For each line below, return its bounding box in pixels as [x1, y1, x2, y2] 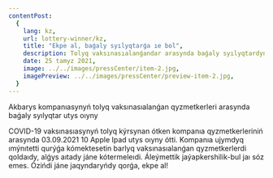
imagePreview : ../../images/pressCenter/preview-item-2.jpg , [23, 72, 234, 80]
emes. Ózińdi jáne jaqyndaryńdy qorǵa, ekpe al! [8, 160, 169, 170]
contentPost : [8, 11, 53, 20]
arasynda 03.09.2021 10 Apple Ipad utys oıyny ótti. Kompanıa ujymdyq [8, 134, 244, 144]
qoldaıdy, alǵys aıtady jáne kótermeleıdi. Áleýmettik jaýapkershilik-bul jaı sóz [8, 151, 264, 162]
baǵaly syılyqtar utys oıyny [8, 110, 99, 120]
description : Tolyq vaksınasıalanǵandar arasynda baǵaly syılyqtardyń [23, 49, 267, 57]
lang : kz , [23, 27, 57, 35]
